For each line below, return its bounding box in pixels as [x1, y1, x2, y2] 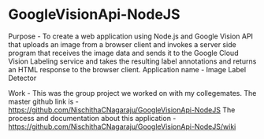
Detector [8, 73, 37, 82]
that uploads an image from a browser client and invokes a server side [8, 39, 236, 49]
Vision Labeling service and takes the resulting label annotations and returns [8, 57, 257, 66]
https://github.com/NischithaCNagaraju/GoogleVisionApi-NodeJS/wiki [8, 122, 236, 131]
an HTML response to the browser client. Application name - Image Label [8, 64, 247, 74]
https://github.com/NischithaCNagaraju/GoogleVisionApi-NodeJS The [8, 104, 236, 115]
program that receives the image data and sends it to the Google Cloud [8, 48, 239, 57]
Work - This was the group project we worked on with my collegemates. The [8, 88, 257, 97]
